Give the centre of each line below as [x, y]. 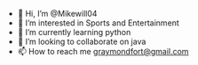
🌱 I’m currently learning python [74, 32]
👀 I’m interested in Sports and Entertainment [98, 23]
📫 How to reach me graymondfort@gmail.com [103, 51]
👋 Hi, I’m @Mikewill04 [57, 14]
